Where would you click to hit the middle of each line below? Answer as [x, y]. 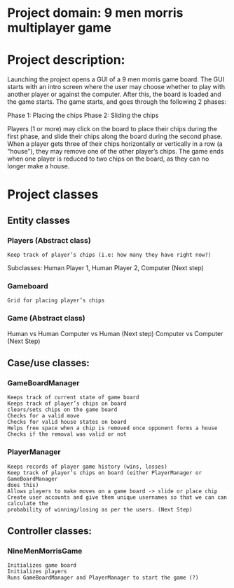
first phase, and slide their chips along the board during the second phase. [115, 136]
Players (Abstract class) [49, 240]
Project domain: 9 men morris [95, 13]
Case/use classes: [48, 363]
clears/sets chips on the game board [62, 410]
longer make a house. [39, 166]
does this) [23, 485]
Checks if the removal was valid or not [67, 434]
